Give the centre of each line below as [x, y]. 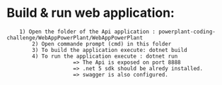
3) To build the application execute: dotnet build [110, 50]
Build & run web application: [90, 13]
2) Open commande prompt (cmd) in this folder [102, 44]
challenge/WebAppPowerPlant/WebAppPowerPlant [75, 38]
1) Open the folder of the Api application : [88, 32]
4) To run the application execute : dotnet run [105, 56]
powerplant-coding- [187, 32]
